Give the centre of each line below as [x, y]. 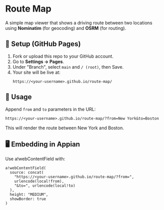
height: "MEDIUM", [29, 195]
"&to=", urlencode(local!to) [45, 186]
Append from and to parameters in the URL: [50, 109]
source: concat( [27, 173]
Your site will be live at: [36, 72]
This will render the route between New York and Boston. [65, 128]
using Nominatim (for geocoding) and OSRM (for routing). [66, 28]
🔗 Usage [18, 97]
